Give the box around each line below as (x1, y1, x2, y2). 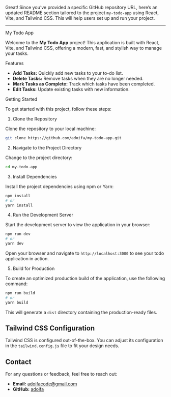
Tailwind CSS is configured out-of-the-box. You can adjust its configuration (5, 338, 163, 344)
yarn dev (5, 241, 24, 246)
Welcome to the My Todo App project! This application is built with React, (5, 40, 160, 45)
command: (5, 281, 28, 287)
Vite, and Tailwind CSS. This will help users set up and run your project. (5, 15, 155, 21)
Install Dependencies (12, 173, 57, 179)
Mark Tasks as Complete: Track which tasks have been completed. (12, 81, 155, 87)
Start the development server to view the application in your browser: (5, 222, 151, 228)
